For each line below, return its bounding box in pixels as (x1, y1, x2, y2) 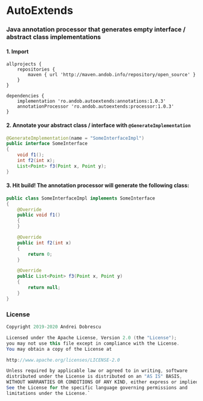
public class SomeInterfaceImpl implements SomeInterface (6, 195, 155, 201)
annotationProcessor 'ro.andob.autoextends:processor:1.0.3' (17, 103, 174, 109)
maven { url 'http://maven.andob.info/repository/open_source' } (28, 72, 196, 78)
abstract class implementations (6, 33, 101, 41)
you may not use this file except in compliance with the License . (6, 340, 180, 347)
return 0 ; (28, 251, 53, 257)
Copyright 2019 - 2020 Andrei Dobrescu (6, 324, 101, 330)
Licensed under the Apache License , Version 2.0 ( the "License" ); (6, 334, 177, 341)
